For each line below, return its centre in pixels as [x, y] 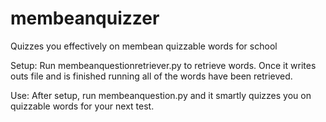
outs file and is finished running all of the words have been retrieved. [151, 76]
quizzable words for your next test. [82, 106]
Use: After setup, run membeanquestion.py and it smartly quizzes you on [161, 95]
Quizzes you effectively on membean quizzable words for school [144, 46]
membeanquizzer [85, 18]
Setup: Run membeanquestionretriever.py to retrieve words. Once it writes [163, 65]
